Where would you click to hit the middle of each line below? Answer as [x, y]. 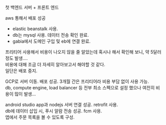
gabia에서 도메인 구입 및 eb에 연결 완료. [51, 41]
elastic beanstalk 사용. [35, 29]
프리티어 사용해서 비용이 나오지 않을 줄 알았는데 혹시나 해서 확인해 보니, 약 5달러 [83, 52]
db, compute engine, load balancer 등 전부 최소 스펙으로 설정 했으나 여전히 [80, 88]
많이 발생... [25, 94]
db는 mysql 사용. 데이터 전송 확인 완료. [51, 35]
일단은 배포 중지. [21, 71]
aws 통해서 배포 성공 [26, 18]
